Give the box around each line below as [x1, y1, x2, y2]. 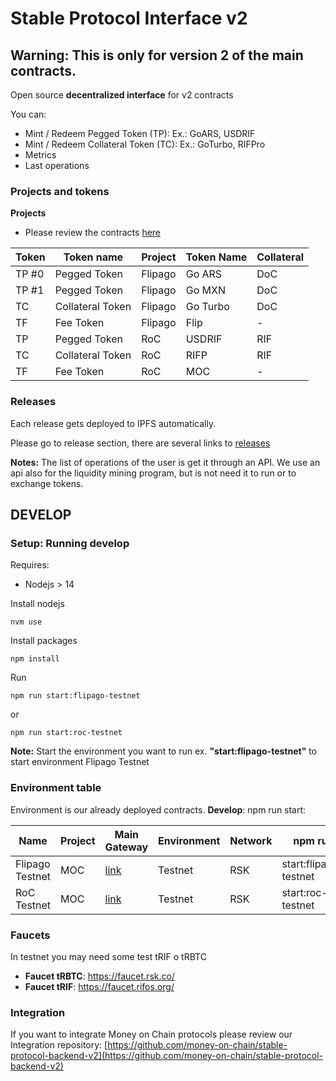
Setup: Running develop [10, 536, 130, 550]
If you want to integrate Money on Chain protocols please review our [10, 1028, 293, 1041]
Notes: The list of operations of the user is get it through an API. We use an [10, 456, 321, 468]
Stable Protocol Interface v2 [10, 7, 248, 30]
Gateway [104, 840, 149, 854]
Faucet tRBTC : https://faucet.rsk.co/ [24, 970, 175, 982]
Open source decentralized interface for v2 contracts [10, 89, 234, 101]
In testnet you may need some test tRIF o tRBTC [10, 950, 207, 962]
